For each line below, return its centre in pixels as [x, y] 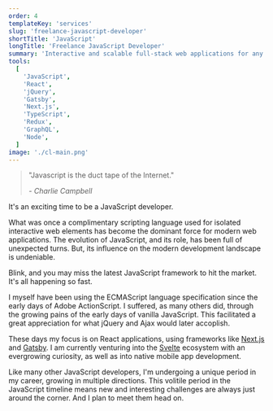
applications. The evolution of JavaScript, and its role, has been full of [126, 240]
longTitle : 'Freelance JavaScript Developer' [87, 46]
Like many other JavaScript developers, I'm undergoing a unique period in [132, 372]
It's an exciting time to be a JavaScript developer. [91, 207]
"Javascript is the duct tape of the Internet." [101, 175]
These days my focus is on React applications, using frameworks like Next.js [137, 339]
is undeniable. [32, 257]
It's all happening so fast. [51, 282]
